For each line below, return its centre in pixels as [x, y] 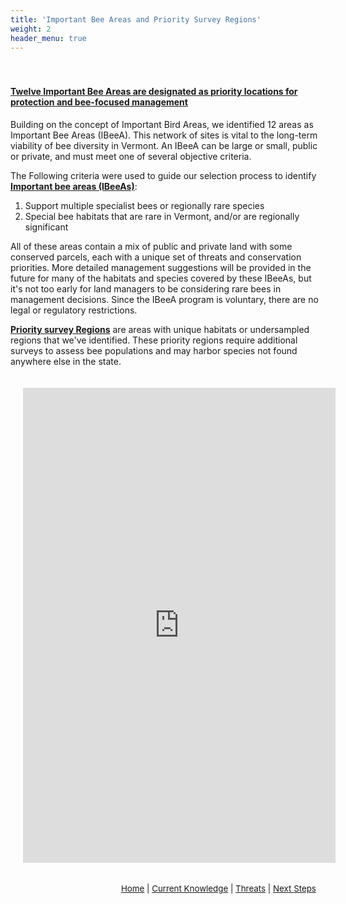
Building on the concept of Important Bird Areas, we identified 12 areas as [162, 124]
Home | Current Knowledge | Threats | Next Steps [218, 888]
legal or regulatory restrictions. [74, 310]
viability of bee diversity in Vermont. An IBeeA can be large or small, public [164, 145]
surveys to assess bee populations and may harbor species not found [154, 350]
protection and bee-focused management [99, 102]
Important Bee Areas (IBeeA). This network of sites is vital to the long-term [164, 135]
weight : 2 [31, 29]
